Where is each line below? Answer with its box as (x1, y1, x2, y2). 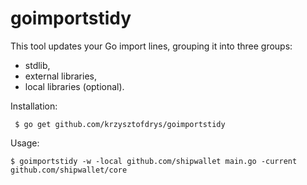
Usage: (10, 137, 40, 149)
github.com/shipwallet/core (10, 165, 128, 175)
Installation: (10, 100, 58, 112)
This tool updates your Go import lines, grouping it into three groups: (10, 40, 293, 52)
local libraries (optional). (24, 80, 125, 92)
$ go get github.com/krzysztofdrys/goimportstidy (14, 119, 226, 129)
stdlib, (24, 59, 51, 71)
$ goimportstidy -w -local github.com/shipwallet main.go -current (10, 156, 298, 166)
